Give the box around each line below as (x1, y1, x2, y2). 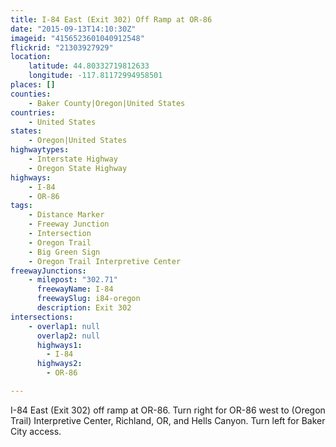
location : (10, 52, 52, 62)
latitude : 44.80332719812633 (28, 61, 150, 71)
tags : (10, 201, 33, 211)
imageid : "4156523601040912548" (10, 33, 145, 43)
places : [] (10, 80, 56, 90)
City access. (10, 425, 62, 437)
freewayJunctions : (10, 266, 87, 276)
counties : (10, 89, 52, 99)
